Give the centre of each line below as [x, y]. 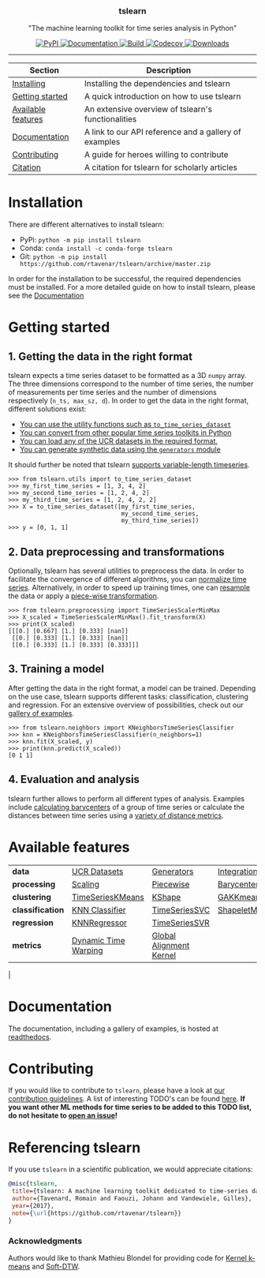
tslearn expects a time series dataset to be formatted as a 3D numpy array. [127, 376]
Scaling [86, 884]
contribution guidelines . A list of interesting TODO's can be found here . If [127, 1099]
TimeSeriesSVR [181, 923]
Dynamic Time [98, 940]
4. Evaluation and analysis [74, 780]
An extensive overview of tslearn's [148, 110]
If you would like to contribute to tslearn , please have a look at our [117, 1090]
